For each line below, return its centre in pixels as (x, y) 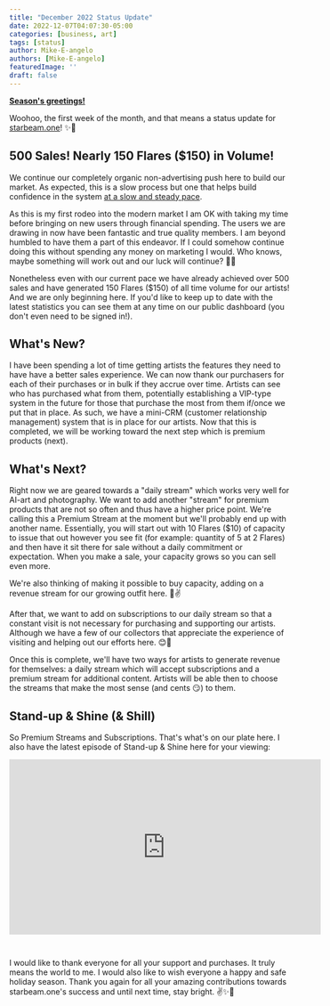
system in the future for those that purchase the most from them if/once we (148, 403)
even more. (30, 566)
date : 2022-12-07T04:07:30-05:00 (71, 26)
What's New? (48, 344)
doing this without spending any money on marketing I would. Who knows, (146, 251)
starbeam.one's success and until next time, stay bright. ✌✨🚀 (122, 992)
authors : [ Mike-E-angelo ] (57, 59)
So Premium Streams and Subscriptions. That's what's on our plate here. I (145, 737)
